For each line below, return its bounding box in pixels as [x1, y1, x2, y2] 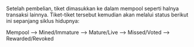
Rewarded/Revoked [6, 35, 54, 42]
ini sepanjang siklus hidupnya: [6, 18, 80, 24]
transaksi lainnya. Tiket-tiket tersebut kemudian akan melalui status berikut [6, 11, 189, 18]
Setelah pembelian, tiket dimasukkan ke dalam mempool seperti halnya [6, 5, 179, 12]
